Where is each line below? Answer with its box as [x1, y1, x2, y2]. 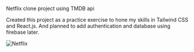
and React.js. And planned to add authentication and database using [6, 23, 171, 29]
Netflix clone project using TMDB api [6, 5, 95, 12]
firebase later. [6, 29, 40, 36]
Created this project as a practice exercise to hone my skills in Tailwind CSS [6, 16, 189, 23]
